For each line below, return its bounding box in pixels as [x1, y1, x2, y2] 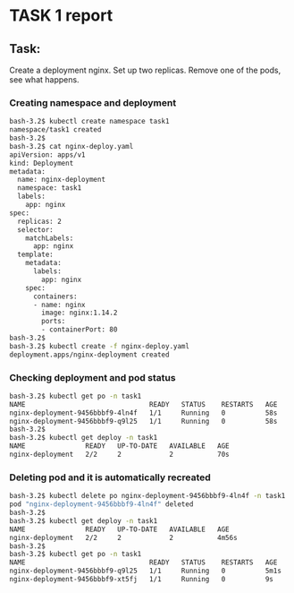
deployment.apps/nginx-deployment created [9, 350, 170, 359]
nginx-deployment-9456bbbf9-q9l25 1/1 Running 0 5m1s [9, 566, 281, 576]
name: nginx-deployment [17, 176, 105, 185]
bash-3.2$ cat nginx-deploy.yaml [9, 142, 134, 150]
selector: [17, 225, 54, 234]
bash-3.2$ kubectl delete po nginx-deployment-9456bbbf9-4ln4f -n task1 [9, 492, 286, 501]
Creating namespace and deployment [9, 96, 177, 108]
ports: [41, 317, 66, 326]
